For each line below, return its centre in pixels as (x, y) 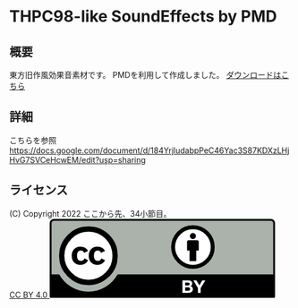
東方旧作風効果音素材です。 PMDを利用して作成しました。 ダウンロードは (145, 75)
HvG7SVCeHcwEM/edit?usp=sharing (77, 159)
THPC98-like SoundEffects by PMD (143, 17)
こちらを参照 (33, 140)
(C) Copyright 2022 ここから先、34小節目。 (90, 213)
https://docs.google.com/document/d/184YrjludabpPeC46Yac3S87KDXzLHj (149, 150)
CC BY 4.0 (29, 295)
